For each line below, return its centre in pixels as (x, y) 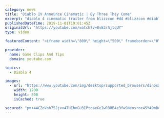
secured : (14, 108)
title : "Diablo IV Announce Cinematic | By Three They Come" (69, 14)
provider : (15, 50)
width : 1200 (26, 90)
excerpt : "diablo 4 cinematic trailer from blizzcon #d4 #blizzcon (75, 19)
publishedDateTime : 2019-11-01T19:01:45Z (48, 23)
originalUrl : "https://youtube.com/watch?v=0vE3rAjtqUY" (64, 28)
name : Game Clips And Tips (37, 54)
